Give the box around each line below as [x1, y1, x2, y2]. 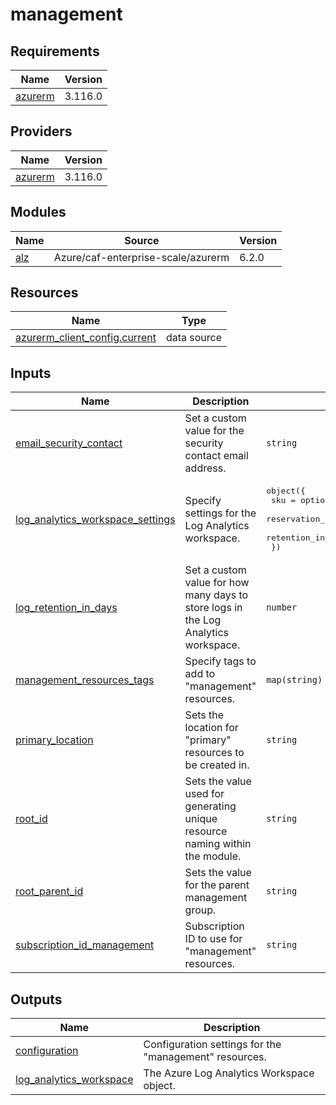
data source [165, 331, 223, 345]
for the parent [184, 878, 250, 892]
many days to [184, 588, 249, 602]
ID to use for [184, 932, 243, 946]
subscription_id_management [15, 938, 155, 952]
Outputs [10, 991, 63, 1008]
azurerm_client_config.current [15, 331, 157, 345]
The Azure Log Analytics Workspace [143, 1066, 315, 1080]
